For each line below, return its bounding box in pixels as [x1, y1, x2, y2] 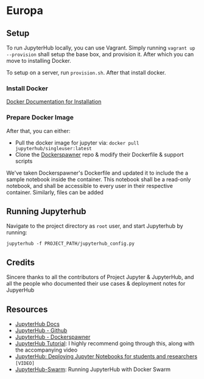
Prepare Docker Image [6, 114, 74, 122]
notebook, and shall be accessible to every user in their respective [6, 182, 174, 189]
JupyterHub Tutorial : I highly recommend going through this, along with [15, 340, 195, 347]
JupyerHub [6, 286, 35, 294]
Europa [6, 4, 44, 18]
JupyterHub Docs [15, 320, 60, 328]
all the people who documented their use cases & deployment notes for [6, 280, 186, 287]
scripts [15, 157, 33, 165]
